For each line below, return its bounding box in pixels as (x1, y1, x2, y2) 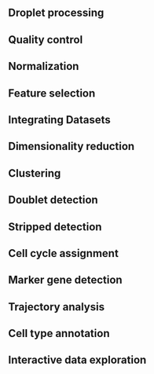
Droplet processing (8, 6, 104, 20)
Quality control (8, 33, 83, 46)
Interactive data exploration (8, 354, 147, 367)
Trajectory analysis (8, 300, 104, 313)
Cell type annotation (8, 327, 110, 340)
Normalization (8, 60, 79, 73)
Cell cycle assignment (8, 247, 119, 260)
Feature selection (8, 86, 96, 100)
